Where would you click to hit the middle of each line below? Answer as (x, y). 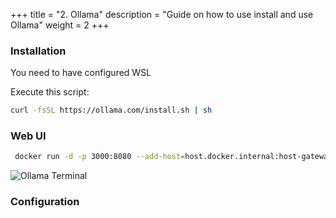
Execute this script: (50, 92)
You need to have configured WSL (81, 73)
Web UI (28, 136)
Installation (38, 51)
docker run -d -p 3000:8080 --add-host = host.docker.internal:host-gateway (173, 157)
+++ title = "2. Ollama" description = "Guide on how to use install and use (162, 14)
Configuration (45, 202)
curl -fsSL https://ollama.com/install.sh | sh (111, 110)
